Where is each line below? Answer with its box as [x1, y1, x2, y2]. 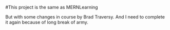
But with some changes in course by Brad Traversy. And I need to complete [5, 14, 165, 19]
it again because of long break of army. [5, 19, 89, 25]
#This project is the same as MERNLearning [5, 4, 99, 10]
